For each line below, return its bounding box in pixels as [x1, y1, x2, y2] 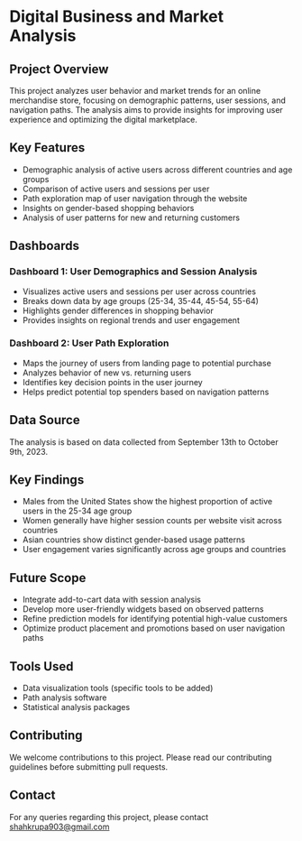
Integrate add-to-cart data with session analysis [22, 594, 201, 605]
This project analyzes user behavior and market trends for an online [9, 86, 261, 96]
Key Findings [9, 472, 85, 487]
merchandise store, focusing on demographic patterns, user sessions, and [9, 95, 286, 106]
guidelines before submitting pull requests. [9, 761, 169, 772]
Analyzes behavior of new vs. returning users [22, 367, 192, 378]
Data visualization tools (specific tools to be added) [22, 683, 214, 694]
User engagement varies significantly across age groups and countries [22, 544, 287, 555]
